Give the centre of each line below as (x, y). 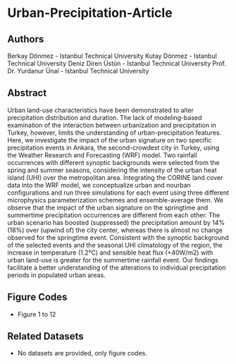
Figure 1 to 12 (37, 314)
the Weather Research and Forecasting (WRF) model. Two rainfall (102, 155)
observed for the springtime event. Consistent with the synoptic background (118, 237)
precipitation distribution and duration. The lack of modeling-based (105, 117)
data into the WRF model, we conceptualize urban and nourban (99, 185)
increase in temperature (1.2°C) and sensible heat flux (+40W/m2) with (110, 253)
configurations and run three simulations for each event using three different (118, 193)
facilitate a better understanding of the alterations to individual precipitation (117, 267)
